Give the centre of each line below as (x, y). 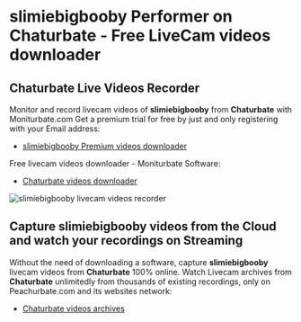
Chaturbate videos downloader (80, 181)
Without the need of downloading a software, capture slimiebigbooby (139, 262)
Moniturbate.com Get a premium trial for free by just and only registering (144, 119)
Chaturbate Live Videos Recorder (105, 88)
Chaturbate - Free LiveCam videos (140, 36)
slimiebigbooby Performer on (121, 17)
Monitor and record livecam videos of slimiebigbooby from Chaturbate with (151, 109)
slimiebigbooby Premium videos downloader (105, 146)
